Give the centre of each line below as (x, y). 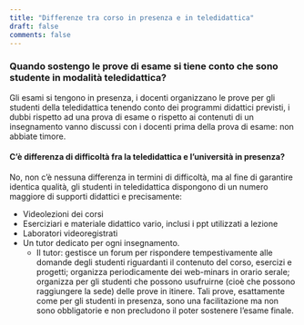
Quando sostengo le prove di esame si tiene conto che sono (144, 66)
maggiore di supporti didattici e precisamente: (96, 196)
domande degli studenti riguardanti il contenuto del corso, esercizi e (164, 262)
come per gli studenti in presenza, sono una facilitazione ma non (157, 300)
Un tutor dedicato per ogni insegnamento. (101, 242)
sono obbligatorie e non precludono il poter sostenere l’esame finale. (165, 310)
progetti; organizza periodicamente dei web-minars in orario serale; (163, 271)
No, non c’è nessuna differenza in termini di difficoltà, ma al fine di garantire (152, 177)
